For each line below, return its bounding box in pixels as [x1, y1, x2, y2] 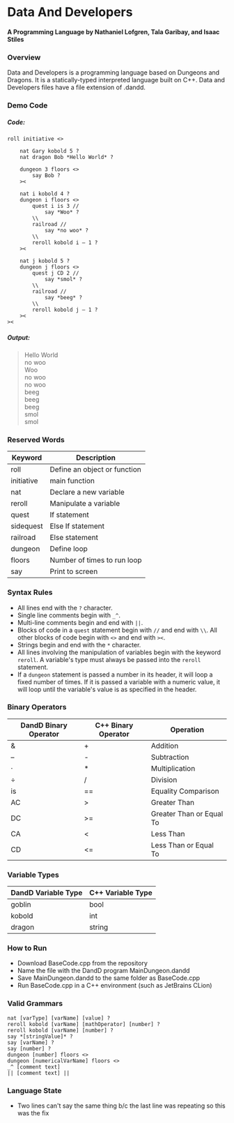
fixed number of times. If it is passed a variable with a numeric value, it [17, 677, 221, 686]
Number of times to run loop [49, 555, 142, 565]
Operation [170, 725, 204, 734]
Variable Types [7, 870, 59, 880]
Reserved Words [7, 435, 65, 444]
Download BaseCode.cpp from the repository [17, 959, 148, 967]
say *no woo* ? [44, 227, 89, 234]
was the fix [17, 1109, 49, 1117]
